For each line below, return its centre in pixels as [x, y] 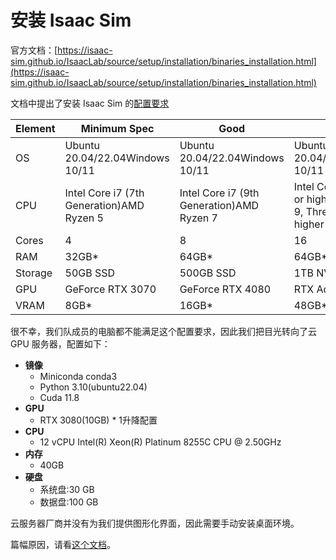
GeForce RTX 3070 [110, 289]
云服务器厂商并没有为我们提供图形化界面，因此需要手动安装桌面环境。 [155, 523]
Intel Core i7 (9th [219, 193]
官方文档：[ [34, 50]
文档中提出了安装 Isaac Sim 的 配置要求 [90, 103]
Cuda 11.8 [59, 397]
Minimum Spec [117, 128]
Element [35, 128]
